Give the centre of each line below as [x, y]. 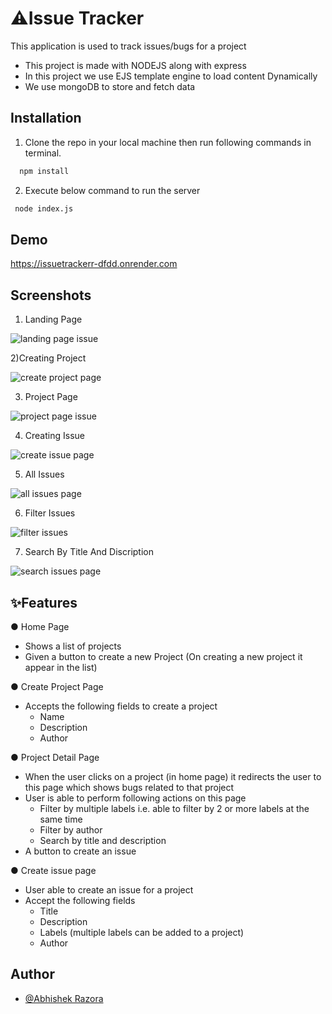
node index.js [44, 208]
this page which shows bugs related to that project [129, 787]
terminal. [43, 153]
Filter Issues [50, 513]
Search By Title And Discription [89, 552]
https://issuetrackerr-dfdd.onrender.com [94, 264]
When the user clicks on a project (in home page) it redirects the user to [173, 776]
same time [61, 819]
